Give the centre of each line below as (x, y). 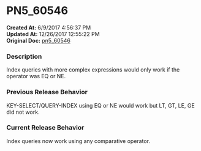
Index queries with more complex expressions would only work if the (93, 70)
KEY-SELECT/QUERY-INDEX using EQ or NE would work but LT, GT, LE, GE (100, 105)
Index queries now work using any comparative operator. (78, 141)
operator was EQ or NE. (36, 76)
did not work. (23, 112)
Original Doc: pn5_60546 (38, 40)
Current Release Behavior (45, 128)
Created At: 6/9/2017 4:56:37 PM (49, 28)
